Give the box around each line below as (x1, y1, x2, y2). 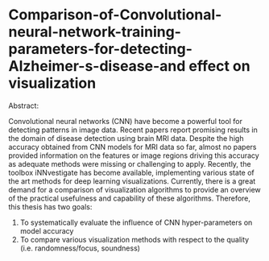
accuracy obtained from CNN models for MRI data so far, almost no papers (8, 142, 257, 151)
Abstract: (8, 101, 39, 110)
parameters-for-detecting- (8, 40, 193, 58)
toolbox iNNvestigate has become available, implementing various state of (8, 168, 255, 177)
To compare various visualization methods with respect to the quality (19, 234, 250, 244)
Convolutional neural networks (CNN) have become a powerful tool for (8, 116, 243, 126)
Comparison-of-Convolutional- (8, 6, 222, 24)
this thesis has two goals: (8, 201, 93, 211)
